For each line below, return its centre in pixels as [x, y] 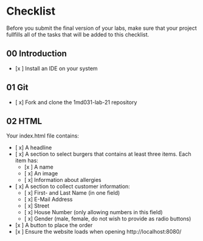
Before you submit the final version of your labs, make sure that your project [102, 28]
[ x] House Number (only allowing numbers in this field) [93, 212]
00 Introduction [36, 54]
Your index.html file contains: [43, 136]
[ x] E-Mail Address [48, 200]
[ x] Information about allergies [63, 180]
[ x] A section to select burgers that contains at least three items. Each [103, 154]
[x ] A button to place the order [54, 225]
